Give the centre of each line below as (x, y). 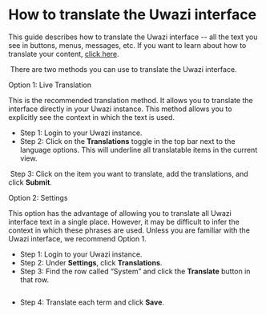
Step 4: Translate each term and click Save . (92, 302)
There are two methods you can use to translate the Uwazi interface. (124, 69)
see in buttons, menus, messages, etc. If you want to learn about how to (127, 45)
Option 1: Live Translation (50, 85)
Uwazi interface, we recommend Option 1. (77, 238)
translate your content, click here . (64, 54)
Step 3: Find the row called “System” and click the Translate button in (135, 271)
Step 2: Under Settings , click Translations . (91, 262)
